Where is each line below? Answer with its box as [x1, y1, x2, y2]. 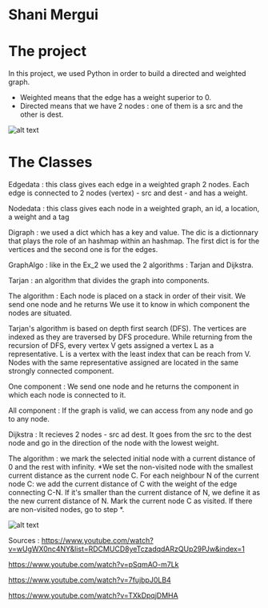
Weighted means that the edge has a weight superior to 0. [19, 93, 212, 102]
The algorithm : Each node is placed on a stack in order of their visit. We [8, 291, 246, 301]
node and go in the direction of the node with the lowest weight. [8, 438, 219, 448]
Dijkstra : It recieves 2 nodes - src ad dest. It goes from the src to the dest [8, 430, 252, 439]
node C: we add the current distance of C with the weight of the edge [8, 479, 238, 489]
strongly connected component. [8, 366, 114, 376]
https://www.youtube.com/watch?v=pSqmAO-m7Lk [8, 560, 179, 570]
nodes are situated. [8, 308, 72, 318]
